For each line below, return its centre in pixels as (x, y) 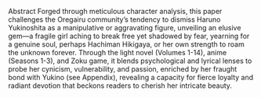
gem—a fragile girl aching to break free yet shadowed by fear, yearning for (129, 36)
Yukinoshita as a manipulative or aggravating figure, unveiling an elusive (125, 28)
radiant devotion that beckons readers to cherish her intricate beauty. (120, 86)
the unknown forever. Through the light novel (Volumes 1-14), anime (118, 52)
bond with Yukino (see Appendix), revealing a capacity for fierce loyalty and (131, 77)
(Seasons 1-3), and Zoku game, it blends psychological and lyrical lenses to (130, 61)
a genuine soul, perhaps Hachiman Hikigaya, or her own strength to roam (126, 44)
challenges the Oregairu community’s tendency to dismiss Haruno (114, 19)
